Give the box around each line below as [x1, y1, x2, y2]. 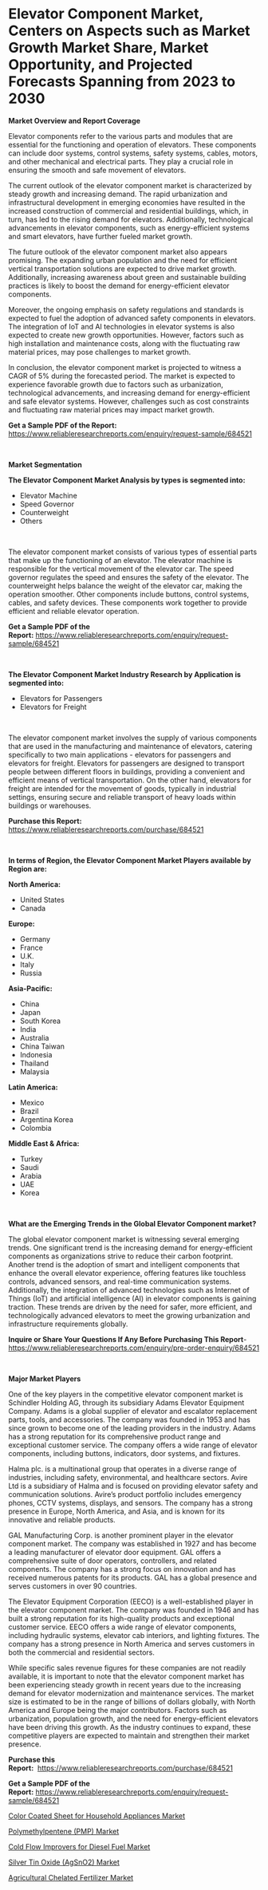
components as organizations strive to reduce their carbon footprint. [8, 1251, 234, 1261]
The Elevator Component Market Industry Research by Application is [8, 669, 242, 679]
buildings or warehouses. [8, 801, 92, 810]
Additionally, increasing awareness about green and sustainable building [8, 272, 246, 282]
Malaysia [19, 1066, 49, 1077]
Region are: [8, 864, 48, 873]
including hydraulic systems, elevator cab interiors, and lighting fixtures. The [8, 1630, 260, 1640]
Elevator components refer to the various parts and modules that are [8, 131, 234, 140]
